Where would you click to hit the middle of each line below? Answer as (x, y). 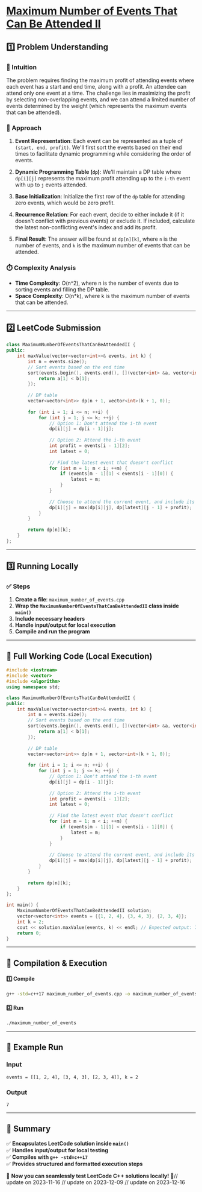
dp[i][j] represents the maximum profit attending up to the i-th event (103, 179)
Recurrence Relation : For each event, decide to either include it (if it (99, 215)
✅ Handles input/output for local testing (57, 1150)
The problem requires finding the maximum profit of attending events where (100, 80)
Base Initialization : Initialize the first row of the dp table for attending (100, 197)
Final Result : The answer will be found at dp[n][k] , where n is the (96, 239)
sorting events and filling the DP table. (62, 290)
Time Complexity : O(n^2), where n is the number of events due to (97, 283)
